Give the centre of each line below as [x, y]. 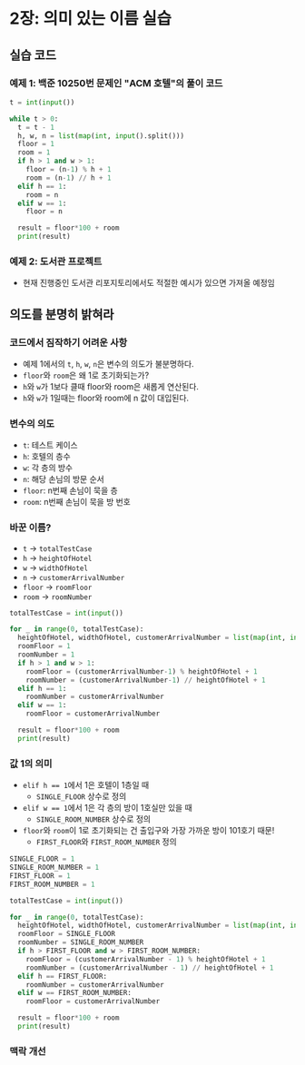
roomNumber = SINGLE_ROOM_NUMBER [81, 942]
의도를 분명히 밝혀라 [62, 314]
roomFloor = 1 [44, 646]
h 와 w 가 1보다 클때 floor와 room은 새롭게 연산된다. [111, 386]
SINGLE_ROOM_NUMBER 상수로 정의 [93, 819]
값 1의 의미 [31, 764]
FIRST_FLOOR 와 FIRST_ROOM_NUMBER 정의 [106, 842]
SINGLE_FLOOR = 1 [42, 859]
